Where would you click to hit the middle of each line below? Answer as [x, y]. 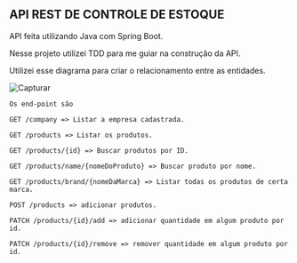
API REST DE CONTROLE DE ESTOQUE [117, 15]
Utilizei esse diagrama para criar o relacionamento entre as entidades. [137, 70]
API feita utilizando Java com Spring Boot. [86, 36]
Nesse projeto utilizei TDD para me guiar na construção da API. [125, 53]
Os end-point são [41, 104]
